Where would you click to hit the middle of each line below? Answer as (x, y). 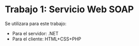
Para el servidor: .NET (35, 33)
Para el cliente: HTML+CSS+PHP (47, 39)
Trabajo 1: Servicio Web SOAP (69, 9)
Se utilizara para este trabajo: (36, 24)
